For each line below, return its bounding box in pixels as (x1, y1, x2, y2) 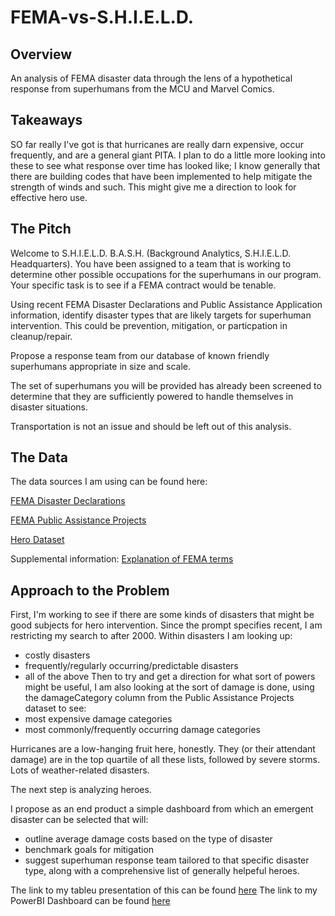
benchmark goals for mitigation (24, 844, 155, 856)
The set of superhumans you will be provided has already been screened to (10, 379, 322, 391)
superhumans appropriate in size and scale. (10, 360, 192, 372)
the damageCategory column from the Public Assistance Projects (24, 692, 295, 704)
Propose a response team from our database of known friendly (10, 349, 270, 361)
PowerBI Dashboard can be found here (10, 895, 171, 907)
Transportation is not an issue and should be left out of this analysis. (10, 420, 292, 432)
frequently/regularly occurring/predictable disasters (24, 660, 239, 672)
